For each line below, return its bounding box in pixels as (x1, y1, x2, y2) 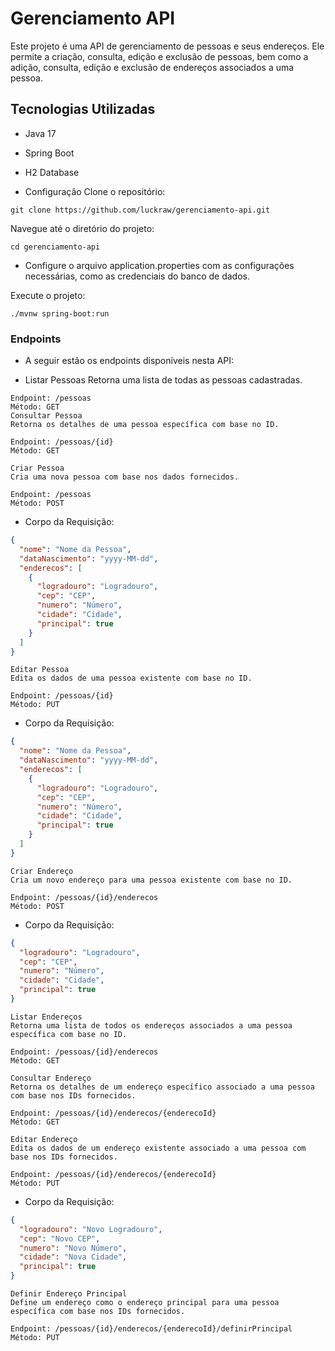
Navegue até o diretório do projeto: (10, 222, 155, 234)
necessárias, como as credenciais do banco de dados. (24, 270, 250, 282)
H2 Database (24, 166, 80, 178)
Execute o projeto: (10, 289, 86, 301)
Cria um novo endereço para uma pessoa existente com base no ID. (10, 875, 293, 885)
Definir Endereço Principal (10, 1289, 128, 1299)
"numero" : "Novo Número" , (19, 1243, 128, 1253)
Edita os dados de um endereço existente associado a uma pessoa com (10, 1143, 307, 1153)
